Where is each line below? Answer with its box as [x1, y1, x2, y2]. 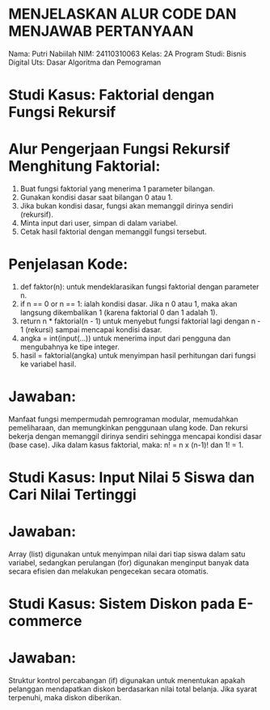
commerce [8, 612, 82, 631]
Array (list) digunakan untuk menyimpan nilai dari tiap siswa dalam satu [8, 549, 246, 559]
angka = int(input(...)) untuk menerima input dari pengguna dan [19, 333, 231, 343]
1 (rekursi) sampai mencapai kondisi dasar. [19, 325, 162, 334]
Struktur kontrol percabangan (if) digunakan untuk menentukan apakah [8, 676, 245, 686]
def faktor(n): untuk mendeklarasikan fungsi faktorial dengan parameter [19, 282, 259, 291]
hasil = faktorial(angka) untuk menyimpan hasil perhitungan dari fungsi [19, 351, 256, 360]
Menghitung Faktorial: [8, 157, 161, 175]
